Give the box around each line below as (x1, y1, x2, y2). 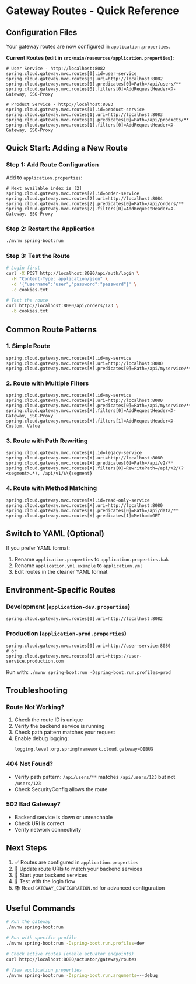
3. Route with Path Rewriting (6, 437, 88, 445)
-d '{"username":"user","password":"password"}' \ (11, 281, 137, 287)
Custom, (6, 423, 25, 429)
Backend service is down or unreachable (14, 813, 113, 820)
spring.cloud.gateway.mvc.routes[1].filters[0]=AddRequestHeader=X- (6, 122, 176, 128)
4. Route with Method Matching (6, 484, 97, 492)
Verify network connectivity (14, 826, 82, 833)
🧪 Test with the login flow (14, 877, 76, 884)
